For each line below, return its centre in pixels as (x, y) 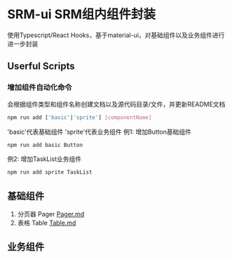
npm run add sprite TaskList (50, 172)
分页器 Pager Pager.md (51, 214)
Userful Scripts (41, 66)
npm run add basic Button (45, 145)
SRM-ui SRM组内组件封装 (82, 14)
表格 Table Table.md (47, 223)
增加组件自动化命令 (40, 87)
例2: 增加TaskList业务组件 (45, 159)
